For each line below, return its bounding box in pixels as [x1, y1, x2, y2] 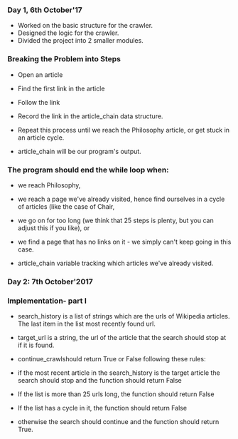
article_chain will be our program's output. [17, 147, 142, 155]
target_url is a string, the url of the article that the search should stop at [17, 334, 227, 342]
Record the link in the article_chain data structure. [17, 112, 163, 120]
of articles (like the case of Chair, [17, 202, 115, 211]
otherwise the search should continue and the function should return [17, 418, 220, 426]
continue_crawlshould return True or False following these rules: [17, 355, 206, 363]
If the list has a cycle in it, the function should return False [17, 404, 187, 413]
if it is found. [17, 341, 55, 350]
